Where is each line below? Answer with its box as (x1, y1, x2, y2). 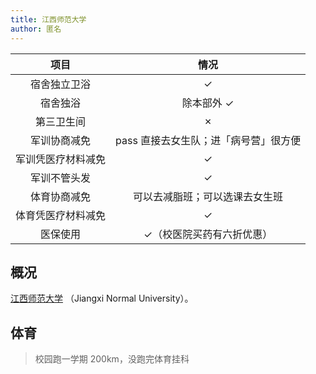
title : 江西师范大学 (10, 14, 87, 25)
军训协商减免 (30, 133, 92, 147)
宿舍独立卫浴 (30, 77, 92, 91)
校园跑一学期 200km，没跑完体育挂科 (34, 353, 190, 365)
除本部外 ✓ (181, 96, 235, 110)
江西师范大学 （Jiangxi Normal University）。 (10, 292, 194, 305)
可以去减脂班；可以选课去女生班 (133, 189, 284, 203)
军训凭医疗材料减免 (15, 152, 107, 166)
